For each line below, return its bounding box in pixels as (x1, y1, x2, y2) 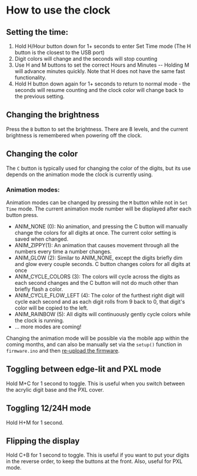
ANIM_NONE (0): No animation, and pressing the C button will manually (14, 222, 188, 230)
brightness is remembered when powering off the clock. (6, 132, 142, 139)
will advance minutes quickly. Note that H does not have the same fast (14, 68, 185, 74)
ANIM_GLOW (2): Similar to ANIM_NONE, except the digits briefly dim (14, 254, 183, 261)
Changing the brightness (6, 110, 100, 120)
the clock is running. (14, 317, 65, 324)
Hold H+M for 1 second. (6, 419, 64, 426)
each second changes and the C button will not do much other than (14, 279, 178, 286)
